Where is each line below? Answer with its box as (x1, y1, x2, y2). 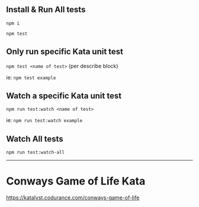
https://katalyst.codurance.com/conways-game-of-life (6, 194, 140, 201)
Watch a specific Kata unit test (6, 91, 122, 101)
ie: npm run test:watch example (6, 117, 83, 124)
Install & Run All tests (6, 5, 86, 15)
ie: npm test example (6, 74, 56, 81)
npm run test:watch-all (6, 150, 65, 156)
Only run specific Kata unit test (6, 47, 123, 57)
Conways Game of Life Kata (6, 175, 146, 188)
